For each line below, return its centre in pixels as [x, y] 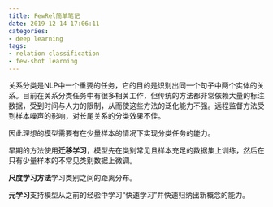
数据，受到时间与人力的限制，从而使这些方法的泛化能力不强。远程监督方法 [133, 106]
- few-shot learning [43, 62]
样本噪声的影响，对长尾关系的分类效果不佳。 [90, 115]
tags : [17, 46]
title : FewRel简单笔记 [44, 16]
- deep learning [36, 39]
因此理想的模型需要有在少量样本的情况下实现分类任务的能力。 [112, 133]
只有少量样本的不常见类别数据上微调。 [72, 160]
